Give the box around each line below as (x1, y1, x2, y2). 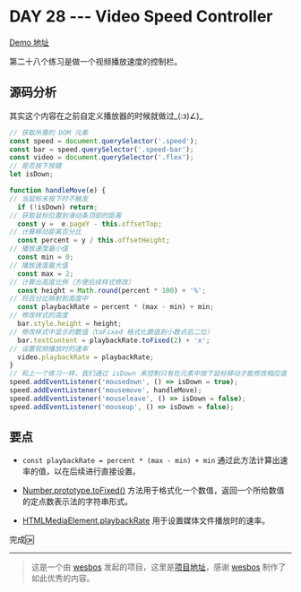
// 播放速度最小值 (9, 245, 69, 253)
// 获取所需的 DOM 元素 (9, 128, 89, 137)
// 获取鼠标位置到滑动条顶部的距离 (9, 210, 122, 220)
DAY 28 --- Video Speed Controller (9, 6, 273, 27)
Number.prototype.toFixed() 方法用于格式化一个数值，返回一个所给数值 (21, 485, 285, 496)
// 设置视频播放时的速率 (9, 344, 89, 353)
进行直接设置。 (84, 466, 141, 476)
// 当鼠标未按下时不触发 (9, 194, 89, 203)
